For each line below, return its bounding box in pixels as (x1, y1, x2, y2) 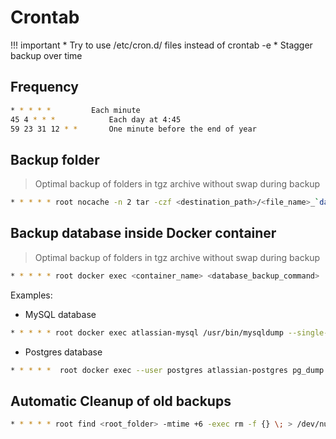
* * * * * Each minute (10, 105, 141, 115)
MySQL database (24, 308, 97, 320)
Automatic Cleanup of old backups (10, 392, 232, 410)
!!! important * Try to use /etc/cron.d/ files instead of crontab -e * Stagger (10, 39, 313, 51)
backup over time (10, 49, 83, 61)
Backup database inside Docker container (10, 225, 277, 242)
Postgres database (24, 346, 103, 358)
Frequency (10, 79, 79, 96)
